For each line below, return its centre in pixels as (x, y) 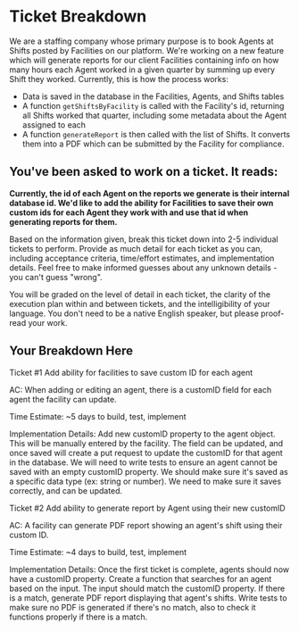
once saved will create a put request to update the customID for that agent (146, 452)
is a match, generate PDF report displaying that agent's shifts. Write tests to (148, 598)
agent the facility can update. (63, 399)
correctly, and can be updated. (66, 490)
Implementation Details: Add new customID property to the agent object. (142, 434)
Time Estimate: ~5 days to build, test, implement (98, 416)
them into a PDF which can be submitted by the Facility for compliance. (153, 144)
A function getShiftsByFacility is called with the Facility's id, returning (153, 105)
